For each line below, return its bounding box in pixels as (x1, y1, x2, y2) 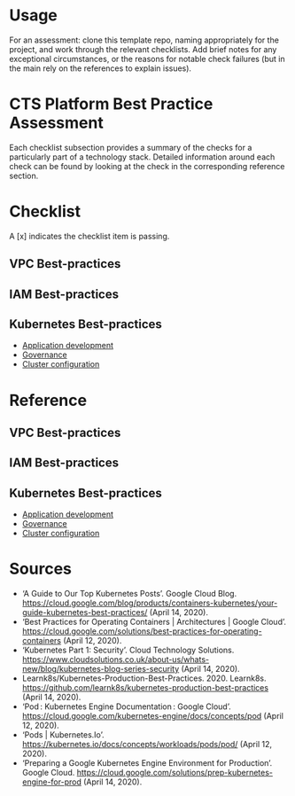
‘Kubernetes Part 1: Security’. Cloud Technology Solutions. (21, 644, 235, 656)
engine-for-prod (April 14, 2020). (21, 776, 143, 787)
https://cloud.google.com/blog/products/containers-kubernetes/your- (21, 597, 278, 608)
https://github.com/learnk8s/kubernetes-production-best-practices (21, 683, 268, 693)
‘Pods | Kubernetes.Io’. (21, 730, 105, 740)
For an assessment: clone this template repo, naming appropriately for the (9, 35, 279, 45)
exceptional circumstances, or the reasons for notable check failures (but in (9, 53, 285, 64)
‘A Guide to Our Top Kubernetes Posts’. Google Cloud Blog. (21, 589, 237, 599)
